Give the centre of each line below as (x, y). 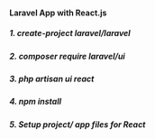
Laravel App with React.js (58, 13)
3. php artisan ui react (52, 79)
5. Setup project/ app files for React (77, 124)
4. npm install (35, 102)
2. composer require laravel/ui (68, 56)
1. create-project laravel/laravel (70, 33)
